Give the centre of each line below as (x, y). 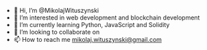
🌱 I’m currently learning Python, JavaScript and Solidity (92, 25)
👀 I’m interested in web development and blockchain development (107, 18)
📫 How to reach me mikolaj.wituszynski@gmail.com (88, 40)
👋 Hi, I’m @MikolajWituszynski (56, 10)
